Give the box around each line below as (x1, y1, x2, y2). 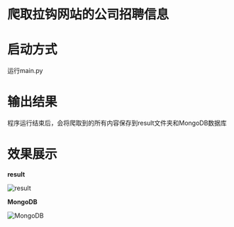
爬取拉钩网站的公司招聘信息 (7, 6, 169, 23)
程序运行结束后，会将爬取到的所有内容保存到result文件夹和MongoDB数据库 (7, 118, 227, 128)
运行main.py (7, 67, 43, 75)
